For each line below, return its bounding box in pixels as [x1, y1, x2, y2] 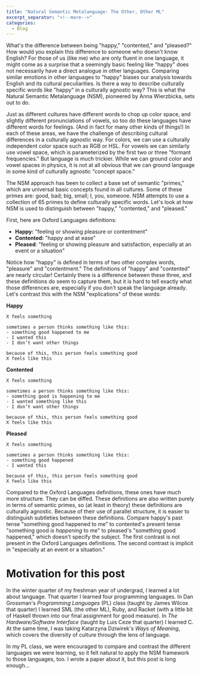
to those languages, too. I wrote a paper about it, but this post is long [6, 656, 176, 663]
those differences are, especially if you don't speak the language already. [6, 284, 187, 291]
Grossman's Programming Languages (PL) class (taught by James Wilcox [6, 600, 188, 607]
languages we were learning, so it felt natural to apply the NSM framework [6, 649, 190, 656]
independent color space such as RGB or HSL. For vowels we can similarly [6, 142, 190, 150]
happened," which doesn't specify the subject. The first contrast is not [6, 533, 180, 540]
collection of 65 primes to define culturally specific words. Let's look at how [6, 199, 193, 206]
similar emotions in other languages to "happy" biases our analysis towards [6, 74, 192, 81]
